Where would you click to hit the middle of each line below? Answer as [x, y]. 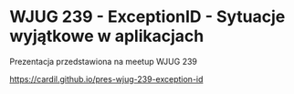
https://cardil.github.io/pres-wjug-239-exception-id [106, 78]
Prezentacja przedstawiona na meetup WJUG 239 [104, 61]
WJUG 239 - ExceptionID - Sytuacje [147, 17]
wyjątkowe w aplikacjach [107, 36]
